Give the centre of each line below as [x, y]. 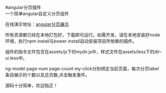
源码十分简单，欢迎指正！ [31, 85]
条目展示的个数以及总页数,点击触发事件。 [47, 75]
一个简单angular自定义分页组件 [37, 13]
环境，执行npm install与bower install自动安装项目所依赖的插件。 [71, 41]
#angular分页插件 [23, 7]
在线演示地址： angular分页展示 [37, 24]
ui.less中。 [16, 58]
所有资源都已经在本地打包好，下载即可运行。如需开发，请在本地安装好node [83, 35]
